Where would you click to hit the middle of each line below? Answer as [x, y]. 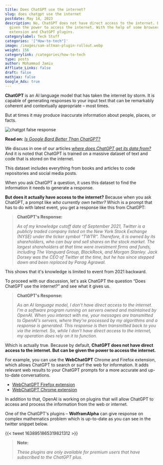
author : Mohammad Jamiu [29, 63]
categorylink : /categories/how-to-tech [45, 54]
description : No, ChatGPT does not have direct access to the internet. [80, 23]
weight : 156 [17, 50]
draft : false [18, 73]
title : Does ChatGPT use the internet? [45, 9]
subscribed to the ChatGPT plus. [49, 457]
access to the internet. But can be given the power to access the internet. [81, 350]
